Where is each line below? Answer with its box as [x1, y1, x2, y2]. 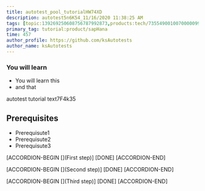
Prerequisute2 [15, 135, 51, 143]
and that [15, 84, 37, 91]
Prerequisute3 [15, 142, 51, 150]
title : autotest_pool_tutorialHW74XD [6, 9, 103, 15]
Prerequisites [6, 113, 59, 123]
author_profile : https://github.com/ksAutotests [6, 37, 132, 43]
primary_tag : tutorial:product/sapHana [6, 26, 108, 32]
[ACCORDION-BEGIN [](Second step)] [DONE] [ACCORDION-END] [6, 165, 174, 173]
